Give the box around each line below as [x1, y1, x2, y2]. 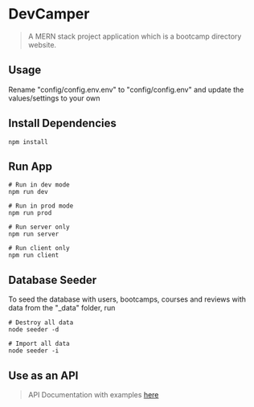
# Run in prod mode [8, 202, 74, 210]
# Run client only [8, 245, 70, 253]
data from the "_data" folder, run [8, 303, 116, 313]
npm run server [8, 230, 59, 238]
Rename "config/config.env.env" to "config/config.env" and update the [8, 84, 244, 94]
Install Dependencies [8, 117, 117, 130]
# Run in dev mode [8, 181, 70, 189]
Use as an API [8, 368, 79, 382]
